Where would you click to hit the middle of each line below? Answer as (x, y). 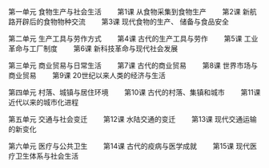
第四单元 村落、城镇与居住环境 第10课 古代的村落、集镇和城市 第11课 (134, 92)
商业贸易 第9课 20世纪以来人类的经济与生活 (87, 75)
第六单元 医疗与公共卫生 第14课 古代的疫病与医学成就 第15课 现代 (129, 146)
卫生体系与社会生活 (46, 156)
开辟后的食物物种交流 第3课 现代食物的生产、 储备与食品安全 (122, 21)
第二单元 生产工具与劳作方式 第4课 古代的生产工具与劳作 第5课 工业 (133, 39)
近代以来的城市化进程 (43, 102)
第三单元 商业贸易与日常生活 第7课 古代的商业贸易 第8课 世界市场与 (133, 65)
